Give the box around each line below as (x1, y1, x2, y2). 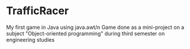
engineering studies (6, 36, 55, 43)
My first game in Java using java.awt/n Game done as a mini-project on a (6, 24, 185, 31)
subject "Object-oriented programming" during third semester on (6, 30, 165, 37)
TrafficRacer (6, 4, 69, 18)
